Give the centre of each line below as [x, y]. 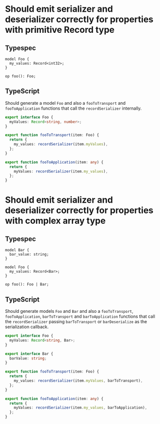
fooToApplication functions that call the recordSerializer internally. [73, 108]
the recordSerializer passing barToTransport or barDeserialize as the [76, 321]
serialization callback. [27, 327]
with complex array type [55, 221]
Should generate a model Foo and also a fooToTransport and [65, 103]
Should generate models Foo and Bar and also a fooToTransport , [69, 311]
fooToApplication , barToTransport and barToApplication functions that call [80, 316]
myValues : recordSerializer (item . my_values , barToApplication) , [80, 408]
